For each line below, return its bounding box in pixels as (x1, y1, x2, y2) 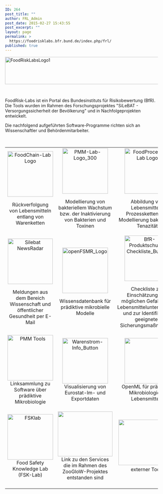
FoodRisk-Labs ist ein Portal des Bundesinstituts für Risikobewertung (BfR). (5, 98, 156, 103)
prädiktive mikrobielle (60, 304, 110, 311)
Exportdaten (71, 395, 99, 402)
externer (130, 466, 150, 473)
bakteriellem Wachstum (58, 204, 113, 211)
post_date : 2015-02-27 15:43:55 (5, 20, 70, 26)
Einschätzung (127, 292, 158, 298)
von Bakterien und (64, 216, 106, 223)
